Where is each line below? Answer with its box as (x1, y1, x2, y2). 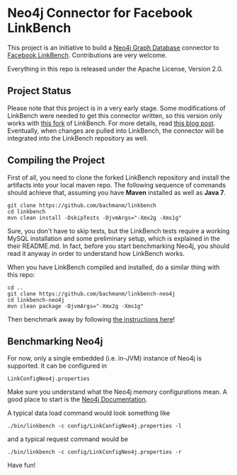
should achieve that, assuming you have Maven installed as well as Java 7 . (7, 188, 226, 197)
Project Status (7, 85, 72, 97)
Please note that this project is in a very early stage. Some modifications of (7, 104, 226, 112)
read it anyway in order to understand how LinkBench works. (7, 249, 185, 257)
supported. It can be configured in (7, 362, 108, 370)
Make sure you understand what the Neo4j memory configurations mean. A (7, 387, 228, 397)
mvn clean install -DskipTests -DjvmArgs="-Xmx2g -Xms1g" (7, 214, 182, 221)
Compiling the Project (7, 154, 105, 167)
